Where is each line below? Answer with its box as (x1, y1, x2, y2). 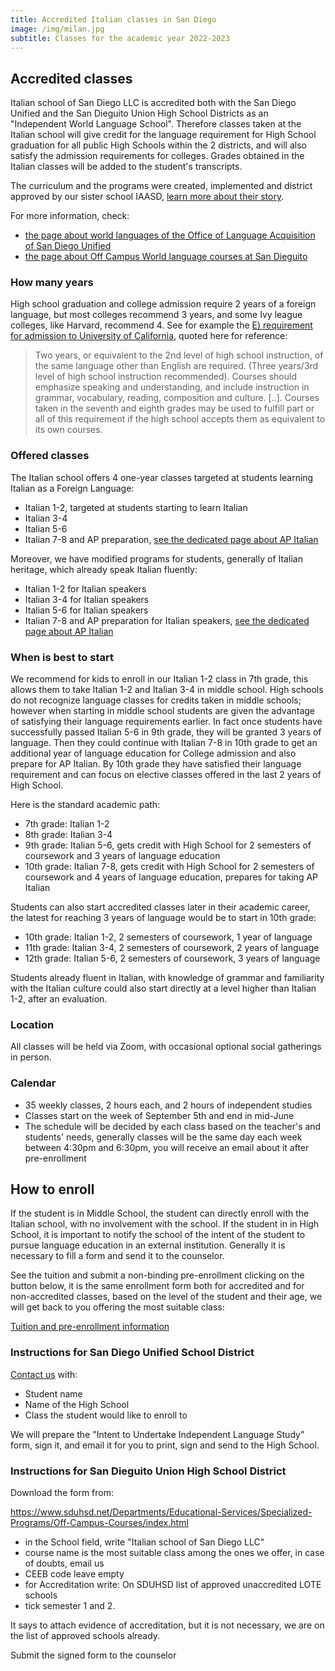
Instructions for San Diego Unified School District (10, 1346, 255, 1360)
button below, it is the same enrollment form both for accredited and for (10, 1280, 305, 1292)
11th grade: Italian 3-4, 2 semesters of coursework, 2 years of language (24, 942, 320, 954)
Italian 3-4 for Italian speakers (24, 593, 150, 605)
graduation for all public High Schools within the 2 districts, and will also (10, 139, 307, 151)
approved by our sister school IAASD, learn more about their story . (10, 191, 285, 203)
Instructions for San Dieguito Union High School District (10, 1464, 287, 1478)
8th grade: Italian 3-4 (24, 829, 113, 841)
